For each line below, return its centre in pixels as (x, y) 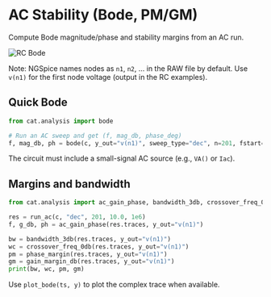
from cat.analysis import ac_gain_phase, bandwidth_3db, (106, 203)
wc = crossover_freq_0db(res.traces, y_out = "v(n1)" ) (99, 247)
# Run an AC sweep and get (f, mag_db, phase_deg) (95, 136)
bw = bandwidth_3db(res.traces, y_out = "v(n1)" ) (90, 239)
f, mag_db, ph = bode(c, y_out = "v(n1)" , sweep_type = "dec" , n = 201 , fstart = (137, 143)
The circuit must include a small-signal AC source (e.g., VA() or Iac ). (122, 158)
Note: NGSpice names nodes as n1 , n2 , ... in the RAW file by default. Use (128, 68)
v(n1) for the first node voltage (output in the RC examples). (108, 77)
